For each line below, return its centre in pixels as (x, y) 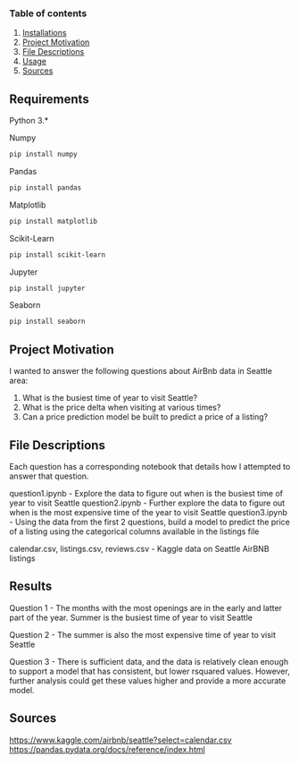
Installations (44, 33)
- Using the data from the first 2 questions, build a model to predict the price (149, 522)
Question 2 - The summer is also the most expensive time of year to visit (143, 634)
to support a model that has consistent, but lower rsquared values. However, (149, 671)
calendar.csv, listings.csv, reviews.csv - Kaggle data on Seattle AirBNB (139, 548)
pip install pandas (46, 187)
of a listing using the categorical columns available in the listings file (134, 531)
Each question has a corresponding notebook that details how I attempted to (150, 466)
